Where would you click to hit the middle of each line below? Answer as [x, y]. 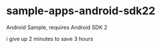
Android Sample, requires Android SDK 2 [57, 27]
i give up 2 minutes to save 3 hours [50, 39]
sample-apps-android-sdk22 [81, 11]
